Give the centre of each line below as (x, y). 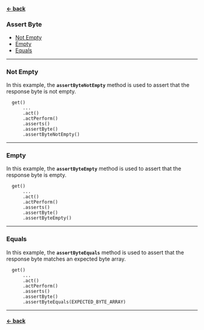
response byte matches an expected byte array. (66, 259)
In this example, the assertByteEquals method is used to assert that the (95, 252)
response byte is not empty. (41, 92)
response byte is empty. (36, 175)
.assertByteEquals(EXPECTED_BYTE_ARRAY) (74, 302)
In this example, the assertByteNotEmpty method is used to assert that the (98, 85)
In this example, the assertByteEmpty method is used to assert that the (94, 169)
